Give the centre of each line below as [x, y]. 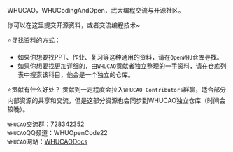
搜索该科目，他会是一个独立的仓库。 [82, 75]
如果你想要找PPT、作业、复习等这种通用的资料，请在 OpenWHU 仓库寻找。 [120, 57]
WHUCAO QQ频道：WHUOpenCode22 [58, 133]
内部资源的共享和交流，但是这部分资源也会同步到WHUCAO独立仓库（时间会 [116, 101]
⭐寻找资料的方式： [34, 40]
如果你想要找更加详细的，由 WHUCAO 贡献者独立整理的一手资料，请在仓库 [119, 66]
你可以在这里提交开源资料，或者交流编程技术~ [74, 25]
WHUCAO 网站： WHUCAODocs [48, 141]
